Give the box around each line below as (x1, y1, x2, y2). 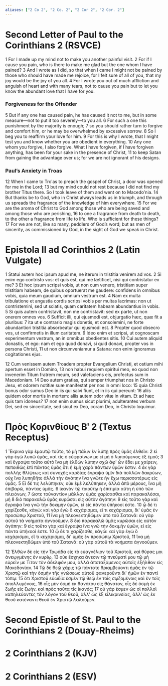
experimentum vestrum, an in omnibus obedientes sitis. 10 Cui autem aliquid (5, 335, 162, 341)
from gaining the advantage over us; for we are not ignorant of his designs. (5, 154, 160, 160)
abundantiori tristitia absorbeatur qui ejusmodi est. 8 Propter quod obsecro (5, 324, 160, 331)
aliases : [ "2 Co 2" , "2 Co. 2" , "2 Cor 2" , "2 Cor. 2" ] (5, 7, 124, 13)
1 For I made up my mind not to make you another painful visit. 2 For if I (5, 56, 152, 62)
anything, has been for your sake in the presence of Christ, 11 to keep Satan (5, 149, 161, 155)
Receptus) (5, 432, 49, 443)
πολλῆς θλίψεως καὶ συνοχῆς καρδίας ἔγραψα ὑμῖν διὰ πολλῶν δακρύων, (5, 470, 162, 476)
